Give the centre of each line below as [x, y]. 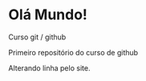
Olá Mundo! [48, 15]
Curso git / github [37, 37]
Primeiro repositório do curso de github [73, 52]
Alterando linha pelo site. [49, 68]
